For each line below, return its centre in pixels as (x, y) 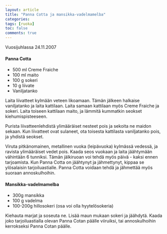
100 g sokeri (25, 80)
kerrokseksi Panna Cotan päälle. (38, 226)
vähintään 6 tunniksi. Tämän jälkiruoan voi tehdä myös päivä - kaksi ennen (82, 157)
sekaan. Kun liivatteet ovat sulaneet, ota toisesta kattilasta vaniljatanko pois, (83, 131)
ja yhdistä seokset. (24, 137)
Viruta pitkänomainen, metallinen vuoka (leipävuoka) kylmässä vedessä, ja (82, 146)
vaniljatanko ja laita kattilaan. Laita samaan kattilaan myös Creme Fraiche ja (82, 106)
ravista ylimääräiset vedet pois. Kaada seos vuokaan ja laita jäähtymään (79, 152)
